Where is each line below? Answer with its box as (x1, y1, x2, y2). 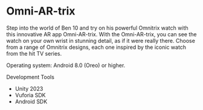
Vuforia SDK (14, 91, 46, 99)
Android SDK (14, 98, 48, 105)
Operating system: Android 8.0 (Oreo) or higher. (6, 62, 126, 69)
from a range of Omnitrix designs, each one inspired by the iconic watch (6, 44, 186, 51)
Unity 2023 (14, 85, 43, 92)
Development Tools (6, 73, 54, 80)
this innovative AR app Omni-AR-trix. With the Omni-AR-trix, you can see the (6, 30, 197, 37)
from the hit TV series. (6, 50, 62, 57)
